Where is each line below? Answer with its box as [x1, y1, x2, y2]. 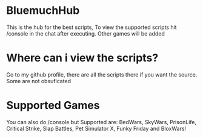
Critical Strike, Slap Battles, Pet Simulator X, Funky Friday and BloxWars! [6, 125, 187, 132]
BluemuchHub [6, 4, 80, 17]
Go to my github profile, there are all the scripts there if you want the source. [6, 71, 198, 78]
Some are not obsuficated [6, 77, 72, 84]
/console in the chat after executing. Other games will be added [6, 30, 165, 37]
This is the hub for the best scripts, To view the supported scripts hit [6, 24, 177, 31]
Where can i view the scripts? [6, 51, 159, 65]
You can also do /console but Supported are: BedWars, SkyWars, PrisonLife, [6, 118, 197, 125]
